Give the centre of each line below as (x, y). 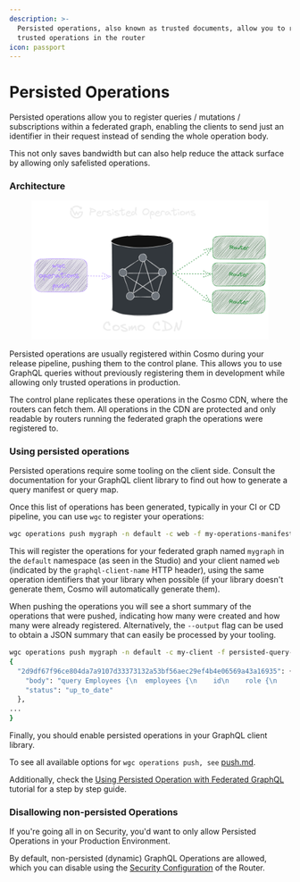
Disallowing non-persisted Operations (94, 812)
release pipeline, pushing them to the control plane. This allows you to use (146, 363)
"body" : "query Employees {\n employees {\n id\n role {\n (151, 680)
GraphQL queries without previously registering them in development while (147, 373)
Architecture (37, 186)
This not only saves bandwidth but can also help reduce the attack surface (146, 154)
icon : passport (37, 47)
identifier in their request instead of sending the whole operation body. (139, 136)
